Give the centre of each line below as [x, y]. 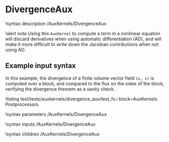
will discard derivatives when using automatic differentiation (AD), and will [83, 39]
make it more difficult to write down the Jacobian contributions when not [82, 44]
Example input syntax [41, 66]
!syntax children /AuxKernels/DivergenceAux [52, 134]
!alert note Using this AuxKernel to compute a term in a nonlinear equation [83, 33]
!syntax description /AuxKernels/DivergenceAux [56, 23]
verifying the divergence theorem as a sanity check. [60, 89]
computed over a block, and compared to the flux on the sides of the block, [85, 83]
